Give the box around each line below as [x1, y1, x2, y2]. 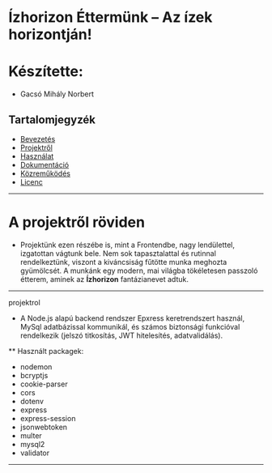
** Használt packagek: [8, 346, 84, 356]
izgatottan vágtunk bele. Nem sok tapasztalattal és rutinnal [19, 248, 217, 258]
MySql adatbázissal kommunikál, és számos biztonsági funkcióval [19, 322, 240, 331]
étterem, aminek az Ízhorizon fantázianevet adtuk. [19, 274, 189, 283]
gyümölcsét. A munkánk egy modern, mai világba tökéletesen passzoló [19, 266, 258, 275]
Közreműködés [19, 168, 71, 178]
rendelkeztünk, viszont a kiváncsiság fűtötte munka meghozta [19, 257, 227, 266]
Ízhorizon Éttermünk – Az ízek [8, 8, 213, 27]
